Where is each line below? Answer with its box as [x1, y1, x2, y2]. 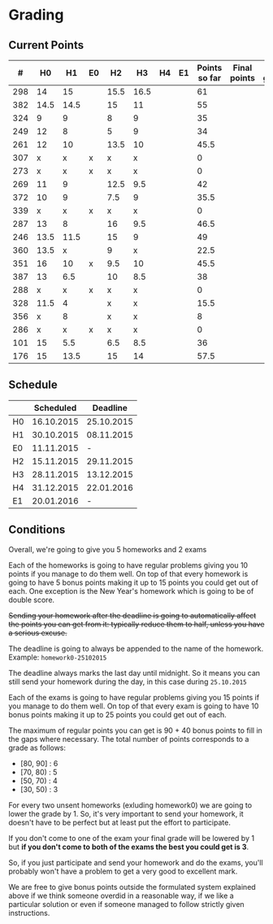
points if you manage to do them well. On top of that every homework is [8, 569, 249, 578]
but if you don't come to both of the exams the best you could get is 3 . [8, 842, 249, 852]
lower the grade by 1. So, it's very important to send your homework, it [8, 808, 244, 818]
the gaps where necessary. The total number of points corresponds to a [8, 734, 249, 743]
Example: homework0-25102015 [8, 652, 107, 662]
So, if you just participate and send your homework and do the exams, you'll [8, 857, 263, 867]
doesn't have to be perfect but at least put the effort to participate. [8, 817, 232, 827]
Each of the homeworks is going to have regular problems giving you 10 [8, 560, 249, 570]
